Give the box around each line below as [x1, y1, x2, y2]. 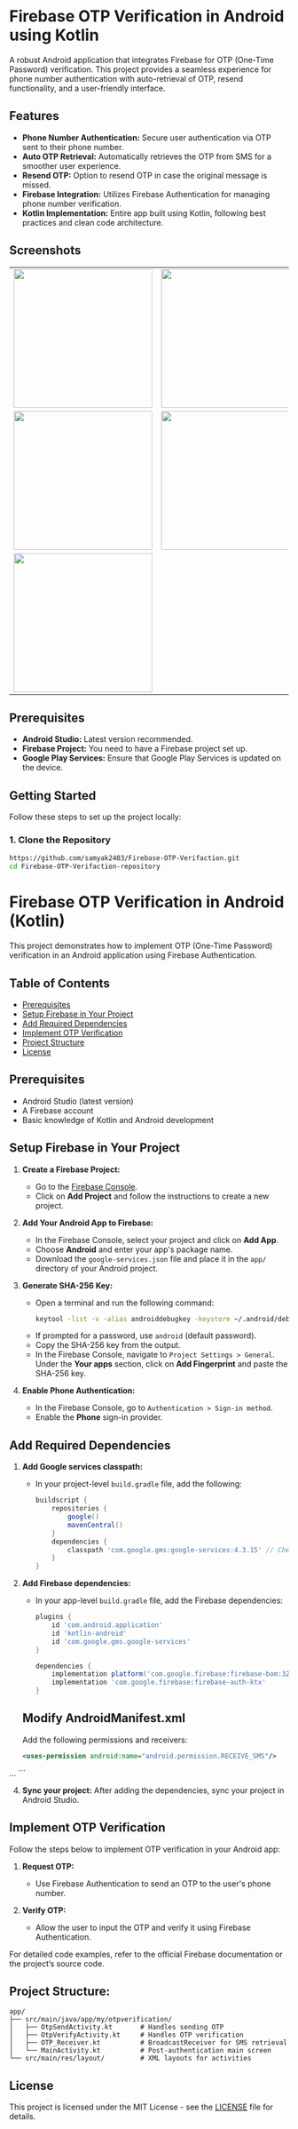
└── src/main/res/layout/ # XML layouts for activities [9, 2054, 252, 2063]
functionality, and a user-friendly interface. [9, 83, 166, 93]
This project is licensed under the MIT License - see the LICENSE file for [9, 2101, 273, 2112]
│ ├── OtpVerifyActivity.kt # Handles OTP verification [9, 2030, 244, 2040]
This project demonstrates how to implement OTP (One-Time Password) [9, 940, 273, 952]
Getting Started [9, 788, 97, 803]
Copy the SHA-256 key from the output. [35, 1340, 181, 1351]
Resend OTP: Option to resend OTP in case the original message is [21, 170, 268, 180]
